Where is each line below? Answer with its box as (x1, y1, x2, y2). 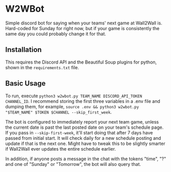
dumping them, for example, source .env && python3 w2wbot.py (5, 103, 139, 109)
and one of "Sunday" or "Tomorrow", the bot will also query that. (5, 161, 141, 167)
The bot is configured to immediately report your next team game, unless (5, 119, 159, 125)
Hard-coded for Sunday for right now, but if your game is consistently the (5, 25, 160, 31)
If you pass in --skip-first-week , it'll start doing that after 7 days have (5, 129, 153, 135)
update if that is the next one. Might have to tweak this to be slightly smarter (5, 140, 165, 147)
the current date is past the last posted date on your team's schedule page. (5, 124, 164, 130)
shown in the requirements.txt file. (5, 64, 79, 70)
